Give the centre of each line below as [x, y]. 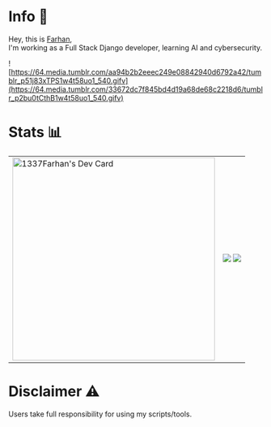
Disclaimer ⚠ [54, 392]
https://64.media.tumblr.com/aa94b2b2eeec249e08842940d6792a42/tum [136, 71]
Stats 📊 [35, 132]
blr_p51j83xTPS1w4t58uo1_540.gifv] [68, 80]
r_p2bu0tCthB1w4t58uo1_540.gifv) [66, 97]
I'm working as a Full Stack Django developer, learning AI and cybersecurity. [135, 47]
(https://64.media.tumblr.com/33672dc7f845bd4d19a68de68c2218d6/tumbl [135, 89]
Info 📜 [28, 17]
